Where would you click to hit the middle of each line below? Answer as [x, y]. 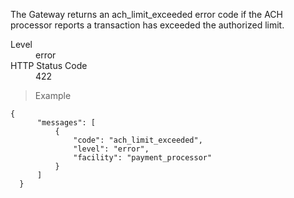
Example [53, 95]
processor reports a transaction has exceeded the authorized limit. [147, 25]
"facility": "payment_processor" [143, 158]
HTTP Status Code [49, 65]
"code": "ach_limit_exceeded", [138, 140]
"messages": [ [66, 123]
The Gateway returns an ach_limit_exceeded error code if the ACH [146, 14]
